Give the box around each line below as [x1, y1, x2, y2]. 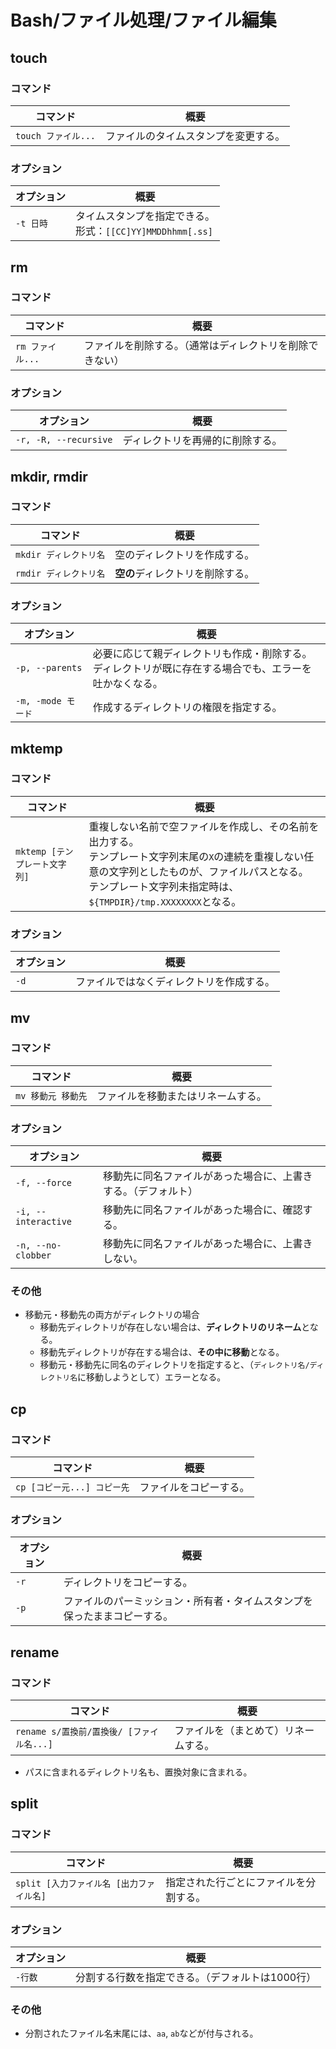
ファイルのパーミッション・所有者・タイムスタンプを [63, 1594, 313, 1608]
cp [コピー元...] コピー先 [15, 1482, 130, 1493]
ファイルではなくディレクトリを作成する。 [75, 975, 275, 989]
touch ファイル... [15, 130, 97, 141]
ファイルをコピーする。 [139, 1481, 250, 1495]
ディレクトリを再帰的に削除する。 [122, 434, 283, 448]
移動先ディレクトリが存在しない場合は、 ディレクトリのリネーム [39, 1321, 302, 1333]
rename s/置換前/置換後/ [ [15, 1726, 133, 1738]
